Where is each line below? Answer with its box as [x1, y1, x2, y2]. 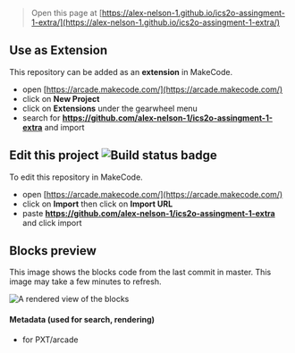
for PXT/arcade [21, 334, 79, 345]
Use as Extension [9, 43, 108, 58]
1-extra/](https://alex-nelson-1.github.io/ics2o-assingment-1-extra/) [30, 17, 280, 28]
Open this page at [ [30, 8, 103, 18]
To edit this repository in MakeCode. [9, 172, 143, 182]
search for [21, 112, 61, 123]
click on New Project [21, 93, 100, 104]
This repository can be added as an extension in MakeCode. [9, 66, 233, 77]
